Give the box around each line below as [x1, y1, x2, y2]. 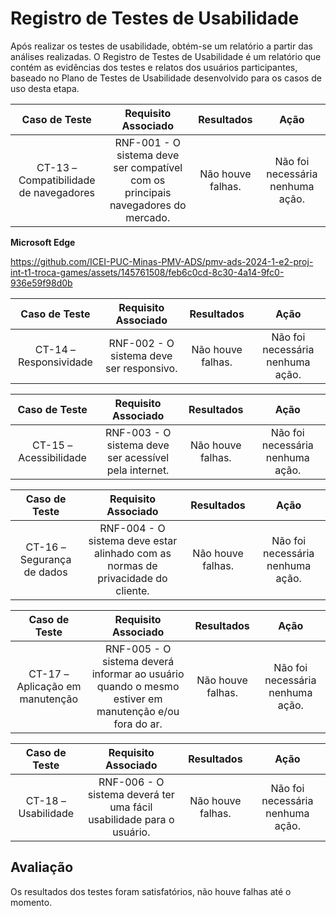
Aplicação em [16, 679, 82, 693]
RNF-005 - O [104, 642, 172, 656]
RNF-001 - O [114, 135, 181, 149]
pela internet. [106, 463, 170, 477]
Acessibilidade [18, 450, 87, 464]
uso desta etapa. [10, 82, 80, 94]
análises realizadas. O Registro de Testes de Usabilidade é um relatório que [10, 50, 322, 62]
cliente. [115, 583, 150, 597]
